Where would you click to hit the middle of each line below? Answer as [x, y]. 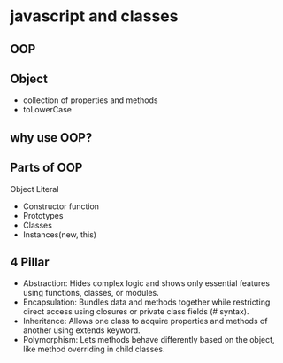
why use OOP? [51, 138]
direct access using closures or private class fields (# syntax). [136, 312]
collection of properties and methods [90, 100]
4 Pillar [30, 262]
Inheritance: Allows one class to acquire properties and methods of [145, 321]
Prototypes [43, 215]
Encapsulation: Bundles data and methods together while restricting [146, 302]
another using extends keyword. [81, 330]
